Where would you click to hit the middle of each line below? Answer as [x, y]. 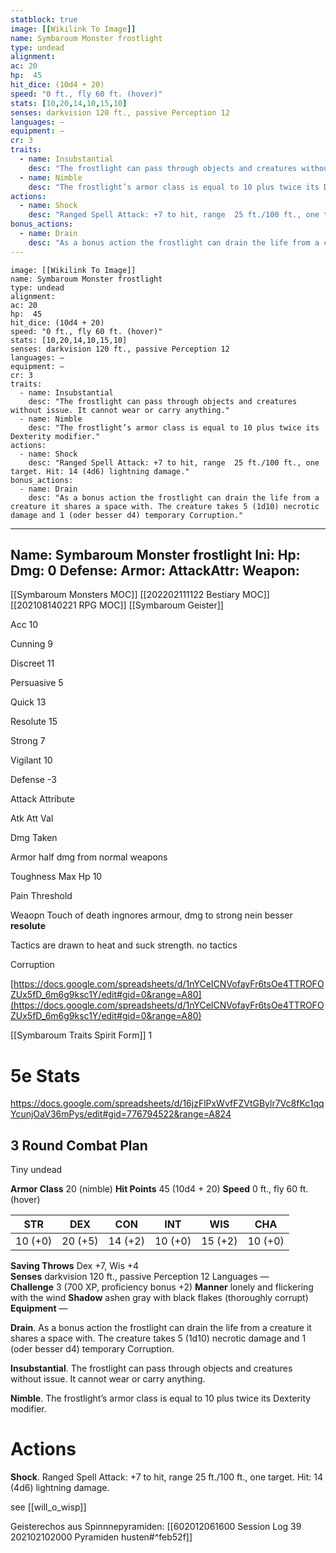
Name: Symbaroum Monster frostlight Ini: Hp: [155, 555]
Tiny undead [36, 1170]
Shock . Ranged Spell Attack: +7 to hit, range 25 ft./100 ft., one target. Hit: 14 [167, 1477]
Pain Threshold [41, 896]
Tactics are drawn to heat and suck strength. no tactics [124, 945]
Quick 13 [28, 702]
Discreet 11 [32, 663]
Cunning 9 [31, 644]
